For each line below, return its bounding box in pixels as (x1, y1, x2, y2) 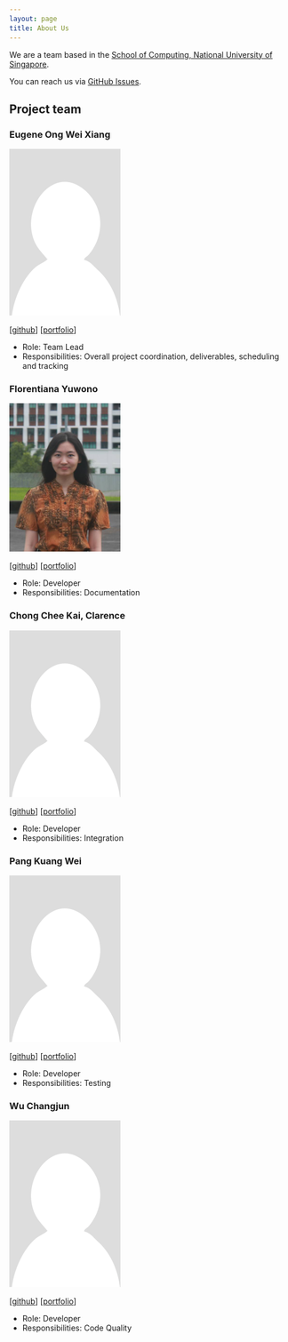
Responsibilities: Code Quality (21, 1322, 132, 1333)
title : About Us (9, 23, 69, 33)
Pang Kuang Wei (9, 854, 82, 867)
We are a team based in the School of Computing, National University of (9, 49, 273, 60)
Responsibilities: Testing (21, 1077, 111, 1088)
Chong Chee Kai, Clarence (9, 610, 126, 622)
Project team (9, 101, 82, 116)
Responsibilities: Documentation (21, 587, 140, 598)
